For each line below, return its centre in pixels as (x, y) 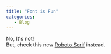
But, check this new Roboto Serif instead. (56, 45)
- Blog (22, 22)
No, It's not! (20, 39)
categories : (20, 17)
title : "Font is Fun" (32, 11)
